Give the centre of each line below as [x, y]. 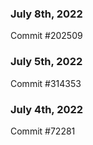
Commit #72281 [43, 131]
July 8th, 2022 [46, 14]
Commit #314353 [46, 83]
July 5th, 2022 [46, 62]
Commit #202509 [46, 36]
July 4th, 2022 [47, 109]
